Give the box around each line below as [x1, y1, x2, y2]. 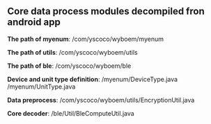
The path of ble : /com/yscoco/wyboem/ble [7, 62, 132, 70]
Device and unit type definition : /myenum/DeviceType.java [7, 75, 178, 83]
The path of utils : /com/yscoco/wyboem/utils [7, 48, 138, 56]
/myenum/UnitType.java [7, 82, 76, 91]
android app [7, 17, 61, 28]
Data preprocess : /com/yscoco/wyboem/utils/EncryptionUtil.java [7, 96, 195, 104]
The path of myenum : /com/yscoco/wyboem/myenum [7, 35, 164, 43]
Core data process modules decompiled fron [7, 6, 205, 17]
